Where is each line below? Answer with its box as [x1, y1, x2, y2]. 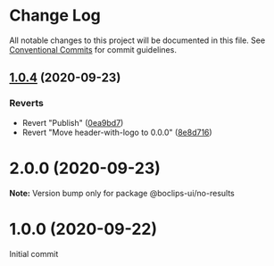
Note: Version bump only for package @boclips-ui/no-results [9, 187, 235, 198]
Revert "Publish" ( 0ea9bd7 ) [21, 117, 124, 128]
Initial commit [9, 248, 59, 259]
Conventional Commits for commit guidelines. [9, 44, 177, 54]
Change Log [9, 5, 101, 26]
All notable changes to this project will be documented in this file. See [9, 35, 266, 46]
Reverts [9, 97, 45, 110]
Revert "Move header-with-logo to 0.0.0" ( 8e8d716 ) [21, 127, 212, 137]
